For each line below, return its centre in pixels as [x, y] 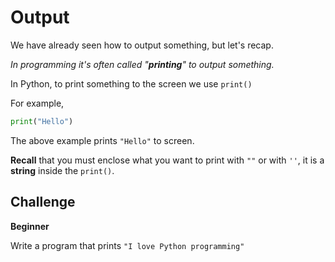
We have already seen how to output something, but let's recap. [142, 45]
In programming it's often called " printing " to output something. [142, 64]
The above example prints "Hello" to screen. [102, 140]
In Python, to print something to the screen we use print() [131, 83]
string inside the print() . [62, 170]
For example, [37, 103]
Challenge [43, 202]
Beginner [30, 226]
